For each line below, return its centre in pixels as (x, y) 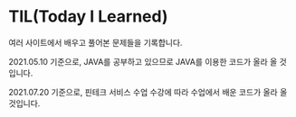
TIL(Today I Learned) (88, 17)
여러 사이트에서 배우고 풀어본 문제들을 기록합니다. (95, 42)
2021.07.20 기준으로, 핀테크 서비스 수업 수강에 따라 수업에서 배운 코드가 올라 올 (148, 92)
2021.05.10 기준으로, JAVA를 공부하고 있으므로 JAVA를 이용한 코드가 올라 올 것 (148, 61)
